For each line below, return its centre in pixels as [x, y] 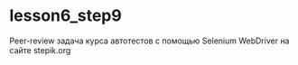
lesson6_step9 [65, 16]
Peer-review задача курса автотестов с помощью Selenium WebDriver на [149, 41]
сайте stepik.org [40, 50]
